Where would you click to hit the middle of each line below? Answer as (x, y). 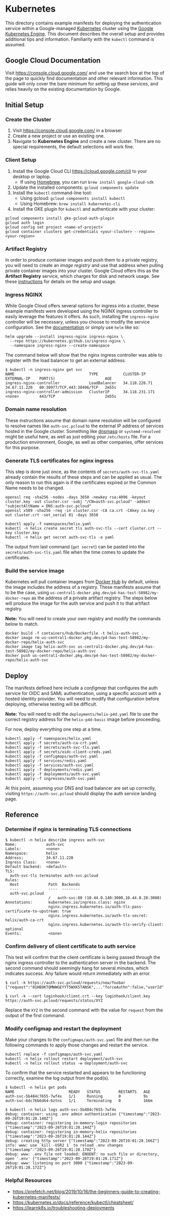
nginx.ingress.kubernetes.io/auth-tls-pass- (96, 907)
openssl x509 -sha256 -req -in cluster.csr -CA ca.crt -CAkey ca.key (80, 510)
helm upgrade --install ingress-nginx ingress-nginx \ (64, 337)
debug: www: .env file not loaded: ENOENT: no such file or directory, (82, 1154)
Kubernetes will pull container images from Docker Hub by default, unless (82, 582)
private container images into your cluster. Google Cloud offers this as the (82, 271)
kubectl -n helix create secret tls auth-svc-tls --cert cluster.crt (80, 528)
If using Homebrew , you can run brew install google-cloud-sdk (87, 182)
